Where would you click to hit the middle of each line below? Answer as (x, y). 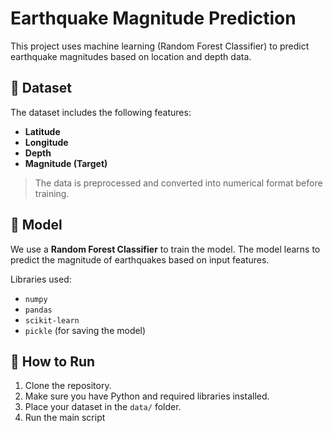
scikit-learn (52, 320)
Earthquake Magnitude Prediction (153, 18)
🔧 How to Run (53, 361)
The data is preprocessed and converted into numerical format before (178, 183)
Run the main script (65, 418)
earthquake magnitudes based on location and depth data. (131, 56)
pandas (38, 310)
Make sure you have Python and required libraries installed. (147, 396)
